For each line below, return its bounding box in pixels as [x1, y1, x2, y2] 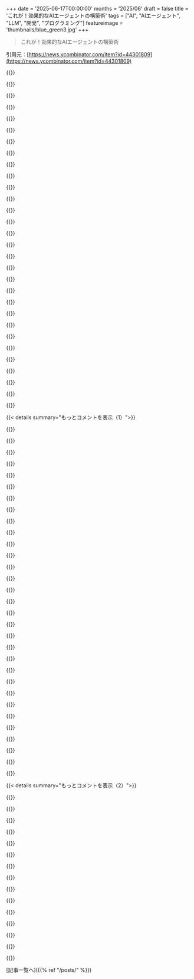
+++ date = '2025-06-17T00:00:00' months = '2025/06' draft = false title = [6, 5, 189, 12]
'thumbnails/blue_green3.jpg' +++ [6, 26, 89, 33]
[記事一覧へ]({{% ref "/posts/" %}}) [6, 967, 92, 973]
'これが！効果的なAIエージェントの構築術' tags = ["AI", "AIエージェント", [6, 12, 181, 19]
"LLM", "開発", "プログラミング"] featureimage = [6, 20, 123, 26]
